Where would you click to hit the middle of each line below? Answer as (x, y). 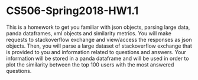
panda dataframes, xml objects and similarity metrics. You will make (89, 33)
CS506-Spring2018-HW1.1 (72, 11)
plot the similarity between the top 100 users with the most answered (90, 64)
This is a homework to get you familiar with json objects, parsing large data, (98, 27)
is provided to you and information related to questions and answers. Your (96, 52)
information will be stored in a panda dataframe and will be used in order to (98, 58)
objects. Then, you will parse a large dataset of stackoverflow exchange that (99, 46)
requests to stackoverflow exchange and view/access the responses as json (99, 39)
